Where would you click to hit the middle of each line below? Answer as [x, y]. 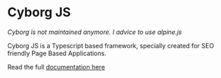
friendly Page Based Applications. [57, 53]
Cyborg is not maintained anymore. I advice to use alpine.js [95, 32]
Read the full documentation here [56, 67]
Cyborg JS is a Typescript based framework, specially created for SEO [111, 45]
